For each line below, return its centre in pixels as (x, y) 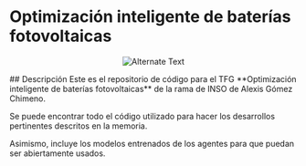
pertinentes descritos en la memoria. (79, 126)
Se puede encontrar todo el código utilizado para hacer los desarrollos (142, 116)
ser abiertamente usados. (58, 153)
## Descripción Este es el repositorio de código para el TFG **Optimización (153, 78)
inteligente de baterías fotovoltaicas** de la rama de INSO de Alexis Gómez (151, 88)
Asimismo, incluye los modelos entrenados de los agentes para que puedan (152, 143)
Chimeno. (28, 99)
